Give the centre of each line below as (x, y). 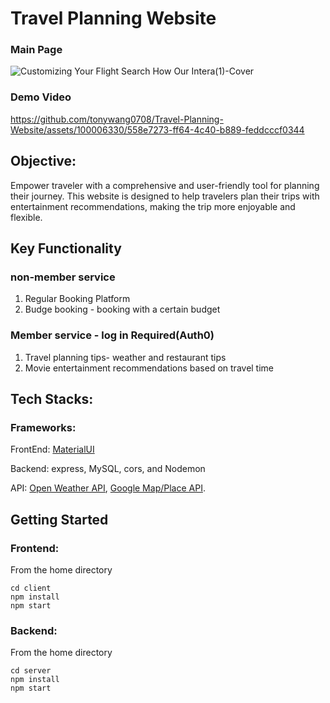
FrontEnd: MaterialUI (52, 449)
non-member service (63, 277)
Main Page (36, 50)
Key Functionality (66, 248)
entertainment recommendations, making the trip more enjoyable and (153, 206)
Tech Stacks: (52, 398)
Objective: (43, 161)
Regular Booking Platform (77, 299)
